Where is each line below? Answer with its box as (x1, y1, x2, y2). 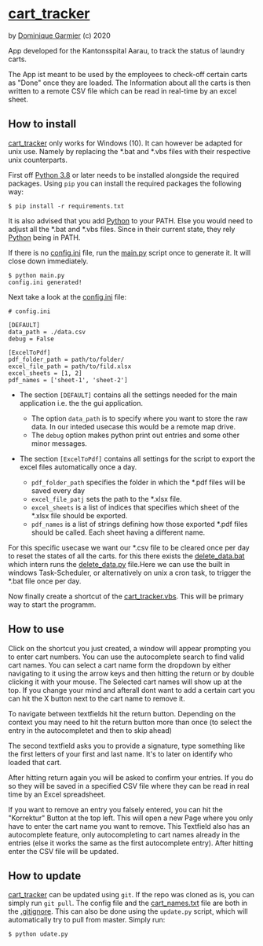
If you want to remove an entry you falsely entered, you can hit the (8, 804, 224, 814)
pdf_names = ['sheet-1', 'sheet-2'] (8, 376, 128, 384)
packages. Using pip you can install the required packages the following (8, 179, 242, 188)
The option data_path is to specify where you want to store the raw (31, 414, 248, 423)
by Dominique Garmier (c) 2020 (8, 31, 111, 40)
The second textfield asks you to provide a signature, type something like (8, 741, 246, 750)
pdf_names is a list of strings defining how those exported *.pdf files (31, 519, 248, 528)
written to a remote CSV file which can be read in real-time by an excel (8, 86, 237, 95)
